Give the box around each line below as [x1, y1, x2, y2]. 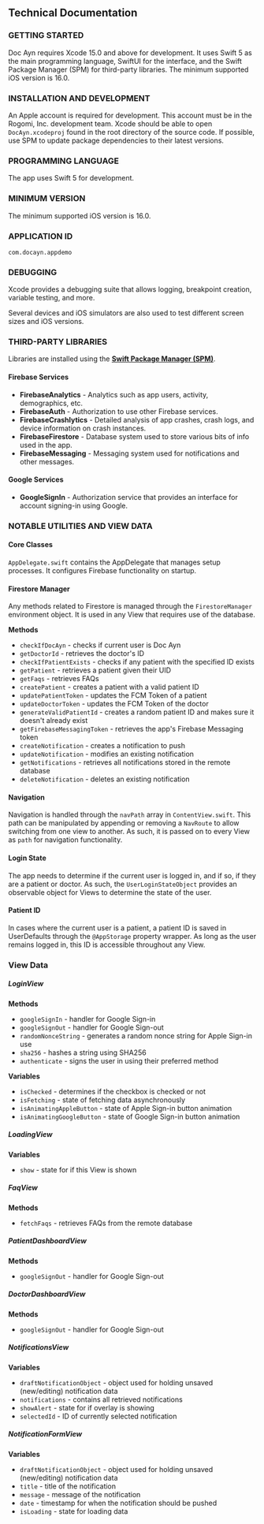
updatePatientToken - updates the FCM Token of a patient [19, 691, 207, 700]
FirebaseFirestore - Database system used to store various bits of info [19, 431, 250, 441]
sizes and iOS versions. [8, 317, 84, 326]
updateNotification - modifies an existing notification [19, 749, 195, 759]
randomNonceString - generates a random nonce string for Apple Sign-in [19, 1030, 253, 1040]
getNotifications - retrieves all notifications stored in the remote [19, 758, 231, 767]
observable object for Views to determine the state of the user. [8, 887, 212, 897]
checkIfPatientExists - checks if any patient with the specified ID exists [19, 658, 255, 667]
